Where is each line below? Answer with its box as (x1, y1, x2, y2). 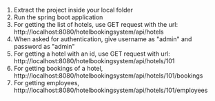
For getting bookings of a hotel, (13, 65, 103, 72)
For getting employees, (13, 79, 80, 87)
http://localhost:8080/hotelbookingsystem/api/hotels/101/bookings (13, 71, 203, 80)
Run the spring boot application (13, 13, 103, 21)
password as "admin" (13, 43, 75, 50)
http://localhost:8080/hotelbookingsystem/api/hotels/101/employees (13, 86, 208, 94)
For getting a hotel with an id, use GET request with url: (13, 49, 170, 58)
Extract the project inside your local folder (13, 6, 133, 14)
